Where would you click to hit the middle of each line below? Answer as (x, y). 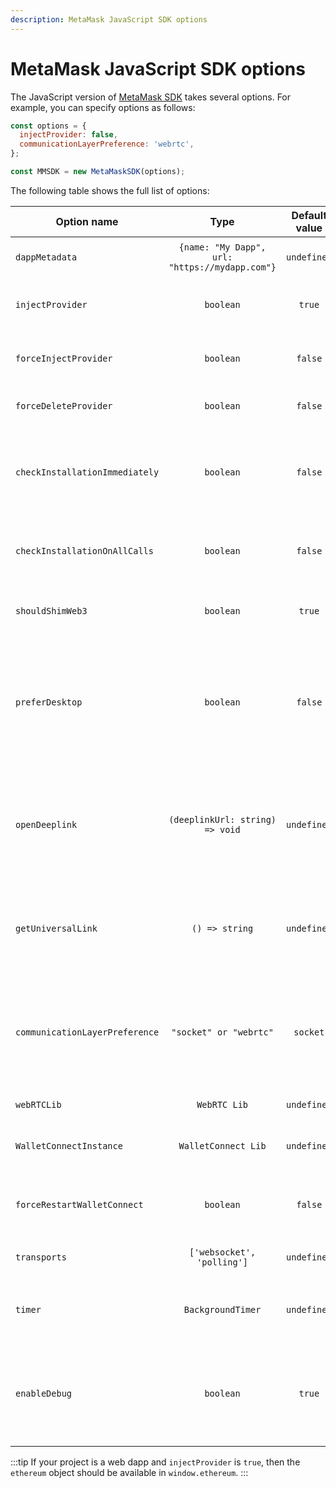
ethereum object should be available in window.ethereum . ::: (129, 1472)
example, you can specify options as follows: (103, 107)
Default (309, 215)
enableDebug (44, 1393)
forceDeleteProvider (64, 405)
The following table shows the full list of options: (110, 190)
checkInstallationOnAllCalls (84, 550)
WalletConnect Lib (222, 1145)
